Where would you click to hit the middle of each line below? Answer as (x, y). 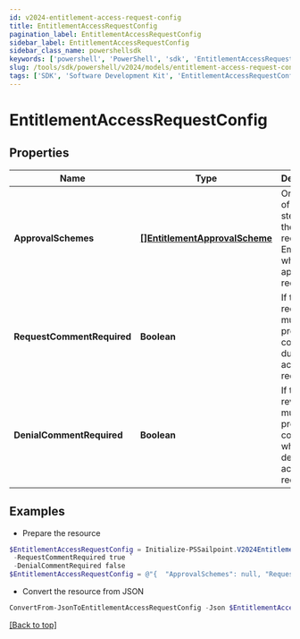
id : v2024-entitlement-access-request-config (95, 17)
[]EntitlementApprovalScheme (206, 238)
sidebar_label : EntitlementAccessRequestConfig (100, 43)
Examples (37, 511)
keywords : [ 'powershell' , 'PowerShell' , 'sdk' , (100, 59)
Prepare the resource (61, 532)
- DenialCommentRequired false (69, 566)
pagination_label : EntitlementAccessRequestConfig (105, 34)
